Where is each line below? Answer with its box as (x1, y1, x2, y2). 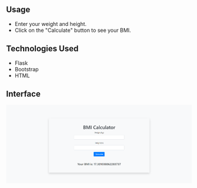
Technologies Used (6, 44, 78, 54)
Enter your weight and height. (14, 20, 87, 27)
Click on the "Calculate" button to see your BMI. (14, 27, 132, 34)
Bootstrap (14, 65, 39, 72)
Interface (6, 89, 41, 99)
